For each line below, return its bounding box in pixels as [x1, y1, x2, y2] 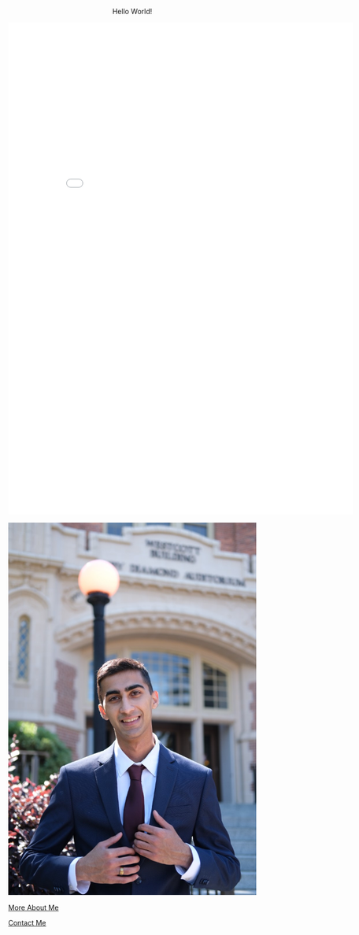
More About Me [8, 903, 59, 912]
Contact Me [8, 918, 46, 927]
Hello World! [112, 7, 153, 16]
